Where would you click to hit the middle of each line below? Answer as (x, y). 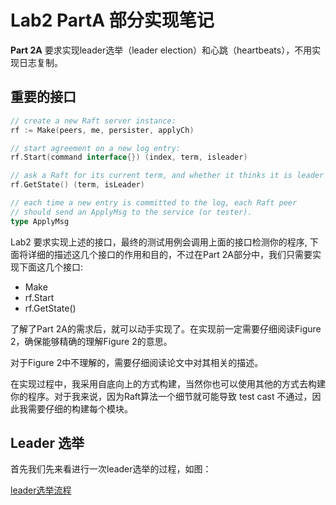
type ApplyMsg (40, 221)
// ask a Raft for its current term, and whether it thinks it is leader (167, 176)
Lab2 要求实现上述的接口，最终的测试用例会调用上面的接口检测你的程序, (159, 242)
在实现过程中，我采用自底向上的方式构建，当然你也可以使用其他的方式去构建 (168, 383)
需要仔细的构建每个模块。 (80, 408)
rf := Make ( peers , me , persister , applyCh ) (102, 130)
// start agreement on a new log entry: (96, 148)
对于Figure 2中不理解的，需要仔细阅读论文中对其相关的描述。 (137, 362)
